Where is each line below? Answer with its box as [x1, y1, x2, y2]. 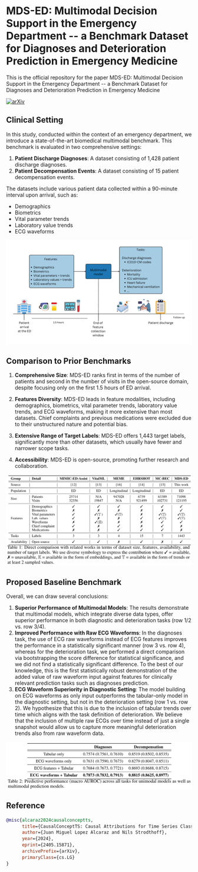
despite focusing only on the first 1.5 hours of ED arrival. [14, 384, 151, 391]
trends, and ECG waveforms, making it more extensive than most [14, 408, 173, 415]
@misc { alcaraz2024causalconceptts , [6, 817, 94, 823]
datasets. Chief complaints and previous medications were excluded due [14, 415, 192, 422]
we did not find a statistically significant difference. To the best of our [14, 660, 184, 668]
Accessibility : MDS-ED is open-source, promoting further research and [14, 456, 189, 463]
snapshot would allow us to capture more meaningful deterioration [14, 724, 177, 731]
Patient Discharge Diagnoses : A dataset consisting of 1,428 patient [14, 155, 180, 162]
